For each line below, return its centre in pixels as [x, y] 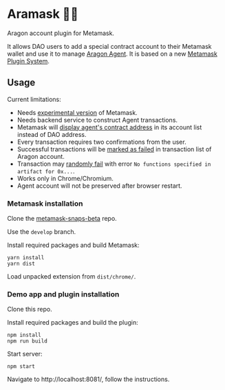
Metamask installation [45, 204]
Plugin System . [28, 61]
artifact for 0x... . [46, 171]
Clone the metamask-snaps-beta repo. [62, 219]
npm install [24, 335]
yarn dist [21, 264]
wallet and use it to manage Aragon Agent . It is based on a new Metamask [112, 54]
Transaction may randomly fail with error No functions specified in [114, 164]
